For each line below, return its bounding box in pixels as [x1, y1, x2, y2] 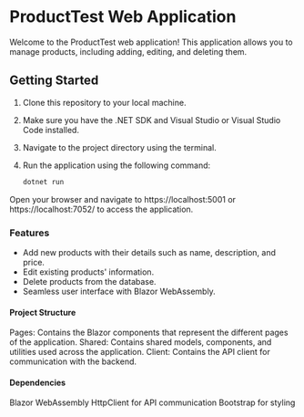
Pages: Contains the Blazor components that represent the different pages [9, 327, 289, 339]
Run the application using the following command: [22, 160, 211, 171]
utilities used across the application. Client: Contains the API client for [9, 347, 270, 358]
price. [22, 256, 46, 267]
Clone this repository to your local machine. [22, 97, 187, 108]
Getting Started [9, 73, 99, 89]
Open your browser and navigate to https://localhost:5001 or [9, 193, 237, 204]
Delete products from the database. [22, 276, 157, 287]
